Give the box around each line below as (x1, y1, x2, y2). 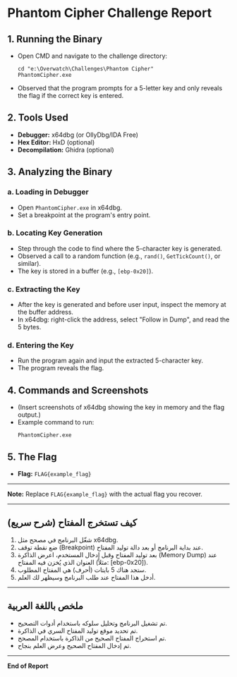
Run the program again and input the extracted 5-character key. (17, 356, 203, 365)
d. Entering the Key (7, 341, 74, 350)
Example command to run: (17, 418, 95, 427)
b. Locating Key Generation (7, 228, 103, 238)
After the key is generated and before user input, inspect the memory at (17, 300, 227, 309)
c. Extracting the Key (7, 284, 80, 294)
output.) (17, 410, 41, 419)
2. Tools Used (7, 111, 69, 124)
